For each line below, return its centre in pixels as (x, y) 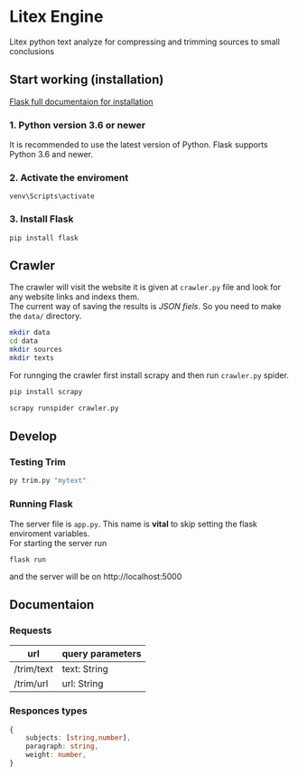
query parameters (102, 654)
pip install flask (44, 238)
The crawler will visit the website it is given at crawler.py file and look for (145, 288)
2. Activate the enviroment (69, 177)
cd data (24, 341)
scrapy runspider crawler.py (64, 408)
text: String (85, 669)
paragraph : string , (62, 747)
